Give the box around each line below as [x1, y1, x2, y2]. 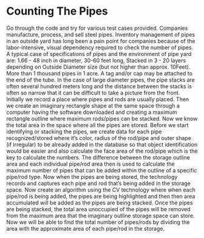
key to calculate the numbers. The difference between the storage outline [6, 153, 190, 161]
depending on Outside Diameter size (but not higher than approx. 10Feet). [6, 63, 191, 71]
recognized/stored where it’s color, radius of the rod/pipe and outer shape [6, 134, 191, 141]
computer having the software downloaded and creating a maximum [6, 108, 177, 116]
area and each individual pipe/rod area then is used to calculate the [6, 160, 175, 167]
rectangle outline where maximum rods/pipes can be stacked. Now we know [6, 114, 198, 122]
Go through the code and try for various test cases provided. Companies [6, 24, 188, 32]
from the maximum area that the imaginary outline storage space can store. [6, 212, 195, 219]
